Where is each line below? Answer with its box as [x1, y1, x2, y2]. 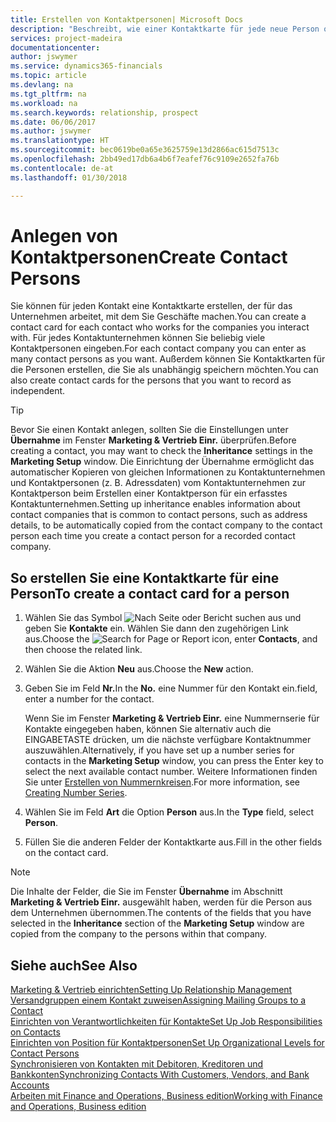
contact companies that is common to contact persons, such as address [10, 509, 308, 521]
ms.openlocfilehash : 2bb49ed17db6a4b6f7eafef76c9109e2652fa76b [10, 154, 280, 164]
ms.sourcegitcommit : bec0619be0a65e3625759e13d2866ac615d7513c [10, 145, 280, 155]
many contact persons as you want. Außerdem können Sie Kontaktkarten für [10, 353, 326, 365]
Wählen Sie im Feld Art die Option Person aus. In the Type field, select [24, 806, 314, 818]
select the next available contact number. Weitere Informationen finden [24, 766, 318, 778]
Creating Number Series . [24, 787, 128, 799]
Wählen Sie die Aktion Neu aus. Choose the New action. [24, 663, 254, 675]
